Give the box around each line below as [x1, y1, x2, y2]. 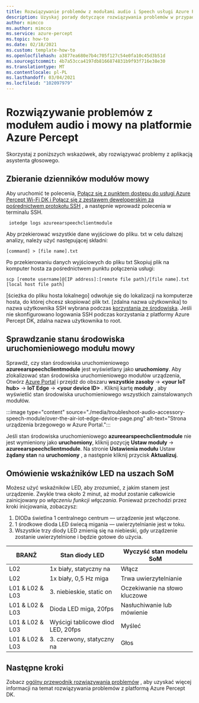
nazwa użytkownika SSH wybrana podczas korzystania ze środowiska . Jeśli [6, 304, 192, 312]
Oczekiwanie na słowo [120, 584, 184, 592]
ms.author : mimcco [6, 25, 52, 31]
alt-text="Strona [147, 415, 187, 422]
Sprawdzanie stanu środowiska [6, 334, 125, 344]
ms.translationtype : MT [6, 63, 65, 70]
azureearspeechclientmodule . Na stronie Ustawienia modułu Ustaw [6, 445, 176, 452]
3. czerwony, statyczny [49, 635, 114, 643]
